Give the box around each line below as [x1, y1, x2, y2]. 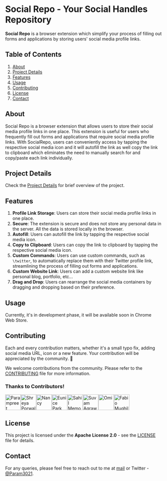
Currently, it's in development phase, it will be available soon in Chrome [5, 312, 152, 318]
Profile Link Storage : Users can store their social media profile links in [12, 210, 157, 216]
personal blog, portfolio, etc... [12, 274, 73, 280]
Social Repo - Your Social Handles [5, 3, 148, 15]
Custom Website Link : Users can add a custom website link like [12, 268, 144, 275]
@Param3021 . [5, 470, 34, 477]
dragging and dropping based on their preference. [12, 284, 116, 290]
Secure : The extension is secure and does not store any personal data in [12, 221, 162, 227]
